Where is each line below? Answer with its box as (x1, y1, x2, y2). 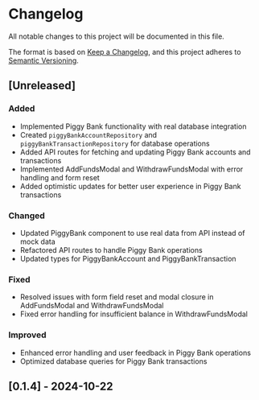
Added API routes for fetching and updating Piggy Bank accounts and (19, 146, 251, 157)
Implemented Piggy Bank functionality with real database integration (19, 122, 247, 131)
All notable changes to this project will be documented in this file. (8, 31, 225, 41)
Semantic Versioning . (8, 56, 79, 65)
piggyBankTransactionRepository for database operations (19, 138, 211, 148)
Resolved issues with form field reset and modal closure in (19, 292, 214, 302)
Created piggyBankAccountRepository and (19, 130, 158, 139)
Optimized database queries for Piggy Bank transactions (19, 356, 208, 366)
